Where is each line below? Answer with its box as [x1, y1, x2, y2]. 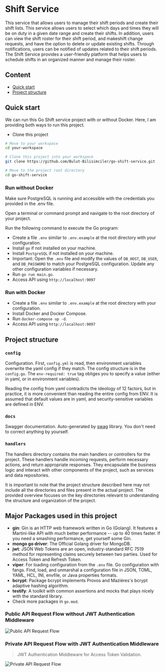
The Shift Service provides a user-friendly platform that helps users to [5, 51, 147, 57]
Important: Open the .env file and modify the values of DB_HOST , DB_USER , [12, 256, 159, 262]
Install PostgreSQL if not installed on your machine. [12, 250, 114, 256]
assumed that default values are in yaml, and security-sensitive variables [5, 396, 153, 402]
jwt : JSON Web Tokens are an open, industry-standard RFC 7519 [12, 546, 144, 552]
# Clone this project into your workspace [5, 155, 94, 159]
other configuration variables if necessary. [12, 266, 99, 272]
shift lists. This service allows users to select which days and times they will [5, 25, 159, 31]
